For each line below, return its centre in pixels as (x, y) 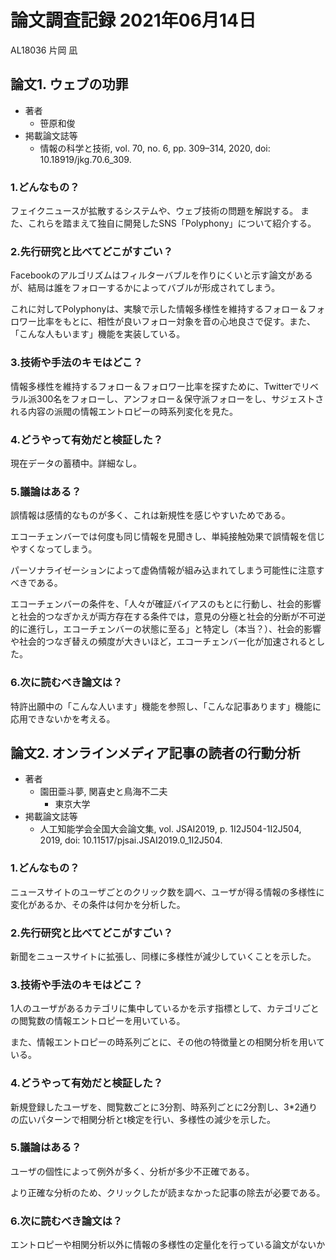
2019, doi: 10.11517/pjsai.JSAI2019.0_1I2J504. (131, 840)
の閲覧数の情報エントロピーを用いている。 (98, 1021)
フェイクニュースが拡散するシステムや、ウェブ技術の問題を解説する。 (154, 211)
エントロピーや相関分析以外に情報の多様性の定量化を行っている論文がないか (168, 1245)
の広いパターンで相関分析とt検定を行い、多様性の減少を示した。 (143, 1119)
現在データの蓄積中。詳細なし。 (76, 463)
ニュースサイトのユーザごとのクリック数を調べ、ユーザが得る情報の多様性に (167, 892)
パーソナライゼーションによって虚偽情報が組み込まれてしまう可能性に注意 (163, 570)
